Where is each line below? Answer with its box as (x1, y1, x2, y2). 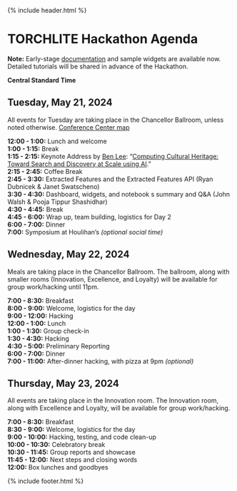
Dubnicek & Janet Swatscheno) (7, 182, 100, 191)
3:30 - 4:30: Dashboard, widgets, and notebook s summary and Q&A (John (7, 190, 231, 198)
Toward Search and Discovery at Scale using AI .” (7, 160, 151, 168)
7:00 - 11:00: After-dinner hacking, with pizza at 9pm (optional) (7, 356, 194, 366)
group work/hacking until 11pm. (7, 282, 99, 291)
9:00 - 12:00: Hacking (7, 311, 74, 320)
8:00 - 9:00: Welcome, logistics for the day (7, 304, 136, 312)
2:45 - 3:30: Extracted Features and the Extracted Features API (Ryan (7, 175, 213, 183)
